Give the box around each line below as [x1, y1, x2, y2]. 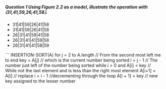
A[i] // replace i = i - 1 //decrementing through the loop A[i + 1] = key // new [5, 73, 158, 79]
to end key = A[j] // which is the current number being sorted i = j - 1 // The [5, 57, 158, 63]
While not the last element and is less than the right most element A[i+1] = [5, 67, 156, 73]
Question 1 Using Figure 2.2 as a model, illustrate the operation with [5, 4, 148, 10]
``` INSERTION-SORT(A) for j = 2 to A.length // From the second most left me [5, 52, 161, 58]
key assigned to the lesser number [5, 78, 76, 84]
